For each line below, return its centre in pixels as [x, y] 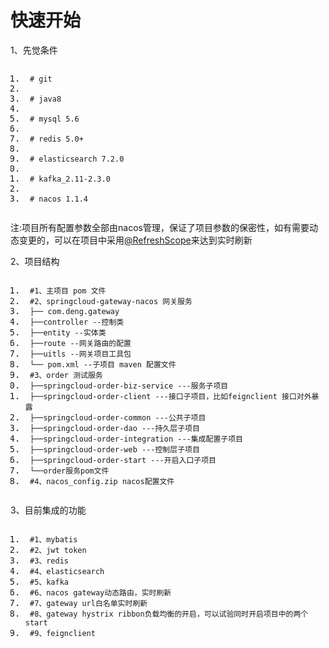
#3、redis [49, 561]
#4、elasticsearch [67, 571]
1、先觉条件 [34, 50]
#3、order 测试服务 [66, 375]
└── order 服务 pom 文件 [69, 471]
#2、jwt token [58, 550]
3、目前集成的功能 [48, 510]
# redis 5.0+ [56, 139]
